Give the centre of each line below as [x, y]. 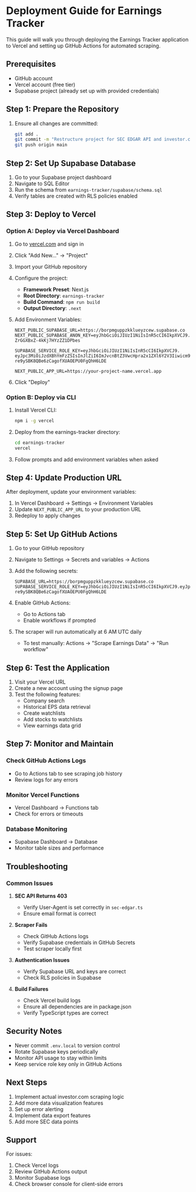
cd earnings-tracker [39, 443]
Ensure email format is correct [60, 913]
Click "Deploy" [32, 382]
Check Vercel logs [37, 1166]
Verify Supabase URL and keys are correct [75, 972]
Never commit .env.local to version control [67, 1045]
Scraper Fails [31, 925]
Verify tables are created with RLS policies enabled [76, 196]
